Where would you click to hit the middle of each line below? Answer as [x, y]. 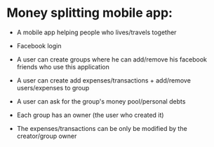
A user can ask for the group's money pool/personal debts [101, 101]
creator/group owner [47, 136]
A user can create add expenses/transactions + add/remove [103, 80]
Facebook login [39, 45]
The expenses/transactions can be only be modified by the [102, 128]
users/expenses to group [53, 87]
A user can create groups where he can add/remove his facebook [112, 59]
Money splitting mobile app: [90, 13]
